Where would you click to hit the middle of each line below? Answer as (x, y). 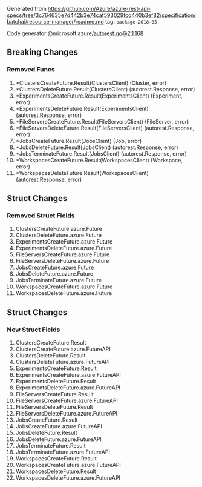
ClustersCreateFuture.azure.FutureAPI (63, 349)
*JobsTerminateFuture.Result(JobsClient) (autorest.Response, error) (101, 153)
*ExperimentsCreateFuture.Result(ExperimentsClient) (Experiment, (99, 96)
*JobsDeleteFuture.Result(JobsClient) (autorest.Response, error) (97, 147)
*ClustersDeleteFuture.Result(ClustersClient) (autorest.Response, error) (105, 89)
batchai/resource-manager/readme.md (56, 22)
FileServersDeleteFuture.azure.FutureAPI (66, 414)
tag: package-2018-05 (131, 22)
